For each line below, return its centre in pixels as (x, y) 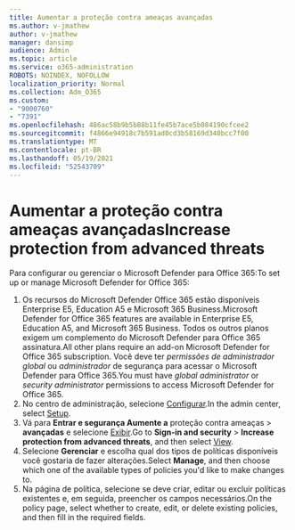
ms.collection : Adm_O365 (55, 92)
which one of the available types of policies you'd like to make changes (153, 470)
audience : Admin (39, 51)
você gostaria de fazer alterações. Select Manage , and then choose (146, 461)
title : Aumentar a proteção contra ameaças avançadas (111, 17)
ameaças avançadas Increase (120, 229)
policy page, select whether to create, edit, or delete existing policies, (150, 508)
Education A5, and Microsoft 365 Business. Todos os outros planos (145, 328)
